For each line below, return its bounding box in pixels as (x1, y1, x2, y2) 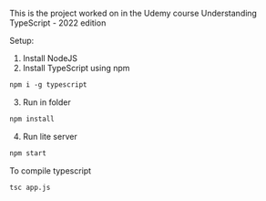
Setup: (9, 36, 35, 46)
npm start (9, 148, 47, 158)
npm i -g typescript (9, 80, 88, 90)
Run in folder (22, 96, 71, 108)
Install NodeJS (22, 53, 78, 63)
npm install (9, 114, 55, 123)
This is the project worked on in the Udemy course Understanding (9, 8, 258, 18)
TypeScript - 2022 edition (9, 17, 107, 28)
